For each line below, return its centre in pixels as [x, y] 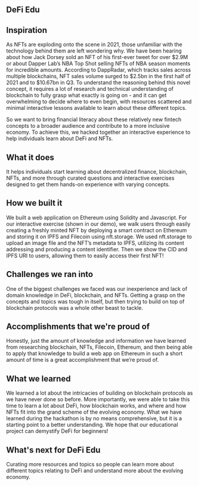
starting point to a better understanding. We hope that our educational [92, 425]
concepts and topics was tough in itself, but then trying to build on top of [95, 302]
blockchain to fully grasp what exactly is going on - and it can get [86, 96]
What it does [30, 157]
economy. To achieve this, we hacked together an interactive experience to [98, 132]
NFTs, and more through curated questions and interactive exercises [90, 178]
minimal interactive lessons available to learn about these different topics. [97, 108]
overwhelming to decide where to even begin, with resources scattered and [99, 101]
